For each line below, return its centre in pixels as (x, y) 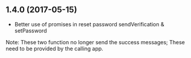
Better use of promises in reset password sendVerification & (89, 24)
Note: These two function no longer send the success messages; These (95, 42)
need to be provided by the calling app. (54, 48)
